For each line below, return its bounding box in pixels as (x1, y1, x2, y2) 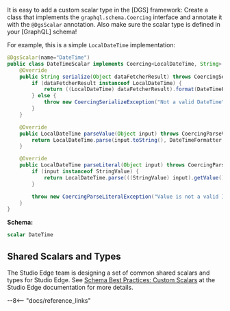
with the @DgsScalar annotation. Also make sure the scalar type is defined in (7, 21, 221, 28)
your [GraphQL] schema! (7, 27, 77, 36)
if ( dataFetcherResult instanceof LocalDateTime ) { (31, 79, 183, 86)
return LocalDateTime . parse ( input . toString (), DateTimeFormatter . (31, 136, 225, 143)
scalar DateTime (7, 232, 53, 238)
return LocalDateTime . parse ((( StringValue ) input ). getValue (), (43, 174, 228, 181)
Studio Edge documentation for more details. (7, 283, 133, 291)
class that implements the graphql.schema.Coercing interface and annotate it (7, 13, 222, 21)
